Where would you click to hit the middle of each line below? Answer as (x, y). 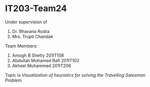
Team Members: (21, 46)
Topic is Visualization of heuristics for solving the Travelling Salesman (75, 75)
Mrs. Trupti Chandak (33, 36)
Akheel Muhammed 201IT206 (42, 66)
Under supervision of (26, 22)
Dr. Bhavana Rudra (31, 31)
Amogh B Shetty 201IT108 (38, 55)
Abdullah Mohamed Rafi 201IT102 (46, 60)
